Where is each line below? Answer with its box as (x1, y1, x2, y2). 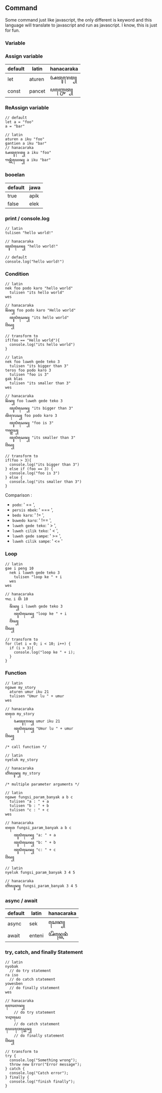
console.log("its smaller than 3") (9, 480, 82, 485)
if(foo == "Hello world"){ (5, 338, 60, 343)
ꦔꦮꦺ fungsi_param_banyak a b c (5, 825, 72, 830)
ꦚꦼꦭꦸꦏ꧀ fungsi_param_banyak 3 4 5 (5, 883, 78, 888)
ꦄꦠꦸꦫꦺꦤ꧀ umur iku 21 (14, 719, 60, 724)
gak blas (5, 377, 23, 382)
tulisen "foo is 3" (9, 372, 49, 377)
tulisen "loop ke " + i (14, 574, 62, 580)
